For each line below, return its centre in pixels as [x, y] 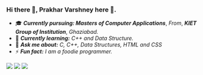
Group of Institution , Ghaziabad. [57, 32]
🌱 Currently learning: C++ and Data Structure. [74, 38]
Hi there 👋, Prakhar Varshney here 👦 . [62, 10]
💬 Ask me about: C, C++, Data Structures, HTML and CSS [89, 45]
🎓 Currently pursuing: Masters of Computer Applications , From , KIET [106, 23]
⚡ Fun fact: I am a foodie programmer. [64, 51]
